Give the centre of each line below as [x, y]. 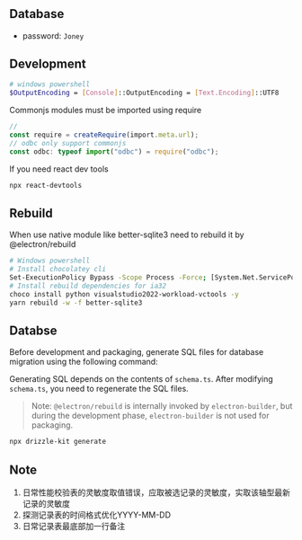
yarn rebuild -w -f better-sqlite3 [76, 303]
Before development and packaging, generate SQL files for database [137, 352]
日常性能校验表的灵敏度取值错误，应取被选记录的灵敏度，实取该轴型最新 [156, 492]
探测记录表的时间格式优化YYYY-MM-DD [97, 515]
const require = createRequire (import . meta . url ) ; [104, 135]
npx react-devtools [46, 185]
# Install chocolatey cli [58, 270]
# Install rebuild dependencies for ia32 [88, 286]
